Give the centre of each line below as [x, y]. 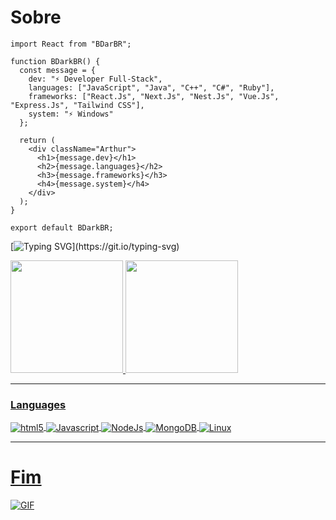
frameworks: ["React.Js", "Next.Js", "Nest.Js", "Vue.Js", [154, 96]
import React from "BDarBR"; [71, 44]
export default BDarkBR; [62, 227]
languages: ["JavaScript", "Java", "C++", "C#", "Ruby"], [151, 87]
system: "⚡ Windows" [71, 114]
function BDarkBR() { [55, 61]
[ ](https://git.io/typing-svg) [95, 246]
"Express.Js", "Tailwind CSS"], [77, 105]
